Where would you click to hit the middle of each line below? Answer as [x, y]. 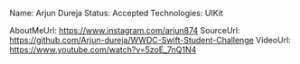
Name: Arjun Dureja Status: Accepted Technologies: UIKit [116, 13]
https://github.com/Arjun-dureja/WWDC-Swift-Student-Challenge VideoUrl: [150, 40]
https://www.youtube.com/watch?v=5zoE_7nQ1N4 [103, 50]
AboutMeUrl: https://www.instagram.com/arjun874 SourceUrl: [125, 30]
